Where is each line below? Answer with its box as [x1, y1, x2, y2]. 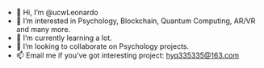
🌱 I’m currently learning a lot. [15, 33, 113, 42]
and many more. [15, 25, 71, 34]
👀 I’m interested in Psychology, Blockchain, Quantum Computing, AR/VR [15, 16, 256, 26]
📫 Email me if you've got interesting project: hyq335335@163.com [15, 50, 240, 60]
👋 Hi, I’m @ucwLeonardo [15, 8, 98, 17]
